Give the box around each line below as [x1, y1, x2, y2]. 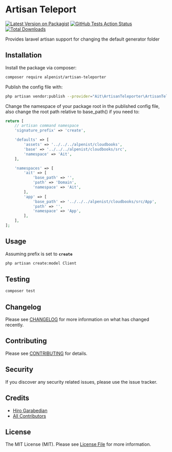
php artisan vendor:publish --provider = [5, 93, 93, 99]
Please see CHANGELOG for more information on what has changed [5, 316, 149, 323]
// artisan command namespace [14, 123, 79, 128]
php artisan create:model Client [5, 260, 77, 266]
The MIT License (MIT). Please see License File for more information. [5, 441, 151, 447]
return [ [5, 118, 24, 124]
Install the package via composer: [5, 64, 77, 70]
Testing [5, 275, 30, 284]
